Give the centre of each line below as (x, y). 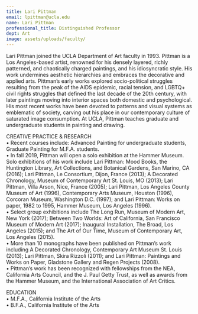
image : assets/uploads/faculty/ (46, 39)
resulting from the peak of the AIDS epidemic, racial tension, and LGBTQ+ (96, 87)
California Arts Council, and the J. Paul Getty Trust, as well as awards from (97, 275)
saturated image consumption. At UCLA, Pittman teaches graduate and (92, 119)
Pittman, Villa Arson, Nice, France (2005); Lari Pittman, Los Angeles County (98, 187)
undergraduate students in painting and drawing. (66, 125)
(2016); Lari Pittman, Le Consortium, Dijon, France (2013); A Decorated (92, 174)
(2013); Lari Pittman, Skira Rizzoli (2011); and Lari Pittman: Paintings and (93, 256)
